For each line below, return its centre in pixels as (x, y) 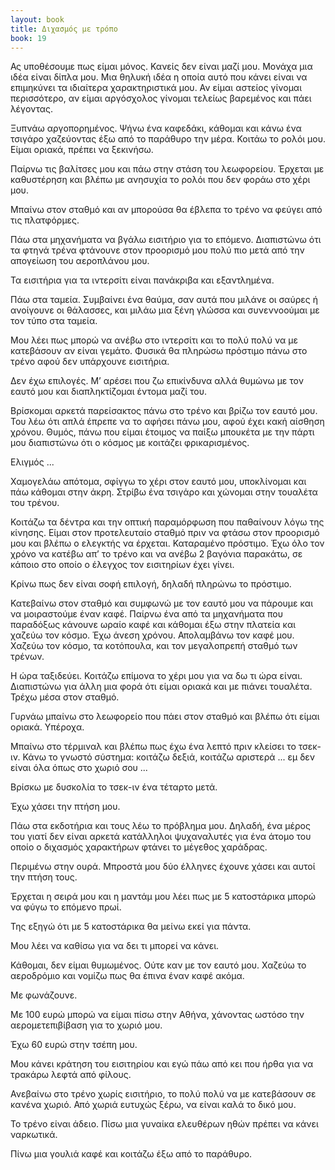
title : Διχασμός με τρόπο (64, 29)
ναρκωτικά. (34, 1135)
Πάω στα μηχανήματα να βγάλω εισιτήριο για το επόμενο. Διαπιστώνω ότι (166, 240)
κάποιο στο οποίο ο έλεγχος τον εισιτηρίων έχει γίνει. (122, 565)
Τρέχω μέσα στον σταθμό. (65, 697)
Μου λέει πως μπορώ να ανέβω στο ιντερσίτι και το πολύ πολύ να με (154, 340)
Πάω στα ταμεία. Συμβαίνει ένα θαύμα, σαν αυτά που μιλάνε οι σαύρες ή (164, 300)
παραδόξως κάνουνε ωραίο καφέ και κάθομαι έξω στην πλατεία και (153, 625)
